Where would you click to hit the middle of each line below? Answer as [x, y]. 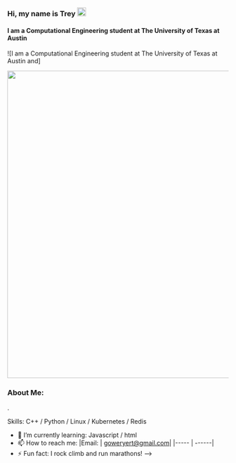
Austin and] [24, 61]
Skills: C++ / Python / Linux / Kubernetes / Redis [77, 422]
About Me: [26, 393]
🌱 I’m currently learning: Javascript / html [77, 435]
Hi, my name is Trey [41, 13]
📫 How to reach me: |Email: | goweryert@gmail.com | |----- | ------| [116, 443]
